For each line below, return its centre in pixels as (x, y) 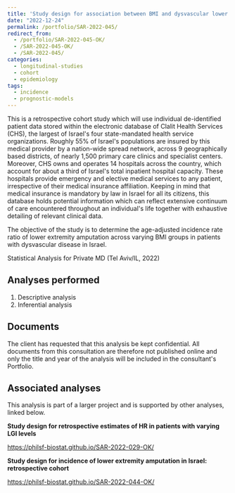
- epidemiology (36, 79)
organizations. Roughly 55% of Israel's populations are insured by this (109, 141)
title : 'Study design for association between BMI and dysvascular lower (118, 14)
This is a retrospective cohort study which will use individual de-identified (114, 119)
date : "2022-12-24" (36, 20)
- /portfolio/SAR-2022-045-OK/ (59, 40)
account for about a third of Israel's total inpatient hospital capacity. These (115, 171)
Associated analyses (54, 389)
